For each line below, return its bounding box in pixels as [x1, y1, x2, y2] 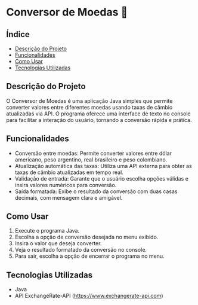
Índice [6, 29, 30, 39]
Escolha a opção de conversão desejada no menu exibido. [14, 233, 159, 241]
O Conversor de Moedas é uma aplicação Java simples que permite [6, 97, 173, 104]
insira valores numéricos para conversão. [14, 181, 117, 188]
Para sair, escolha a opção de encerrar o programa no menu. [14, 252, 165, 260]
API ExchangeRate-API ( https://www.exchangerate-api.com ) [14, 292, 163, 300]
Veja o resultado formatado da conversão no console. [14, 246, 147, 254]
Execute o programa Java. [14, 227, 79, 234]
